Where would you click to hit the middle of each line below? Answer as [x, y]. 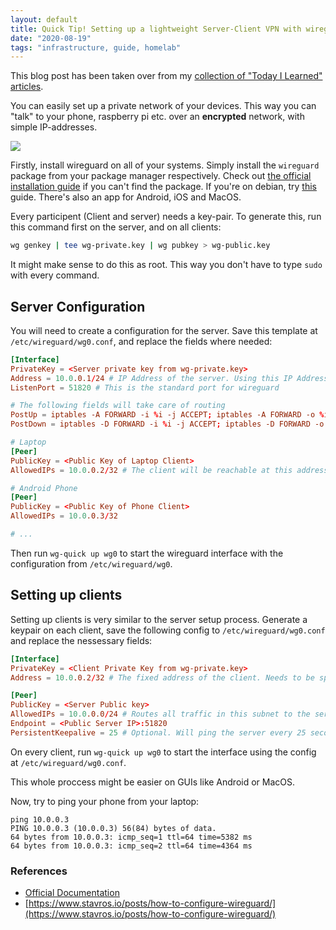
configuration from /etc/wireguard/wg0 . [91, 563]
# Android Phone [44, 488]
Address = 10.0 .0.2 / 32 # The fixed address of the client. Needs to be [162, 677]
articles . [27, 87]
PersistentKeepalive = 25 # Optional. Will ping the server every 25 [158, 732]
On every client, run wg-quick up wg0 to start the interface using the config [163, 752]
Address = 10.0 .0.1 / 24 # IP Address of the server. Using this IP [151, 378]
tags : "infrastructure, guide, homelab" [96, 47]
